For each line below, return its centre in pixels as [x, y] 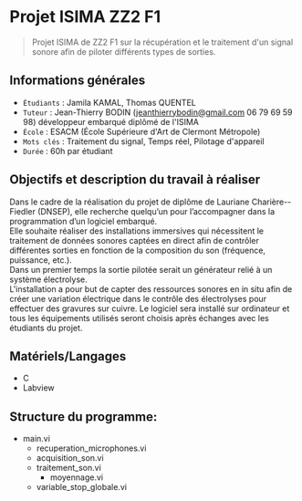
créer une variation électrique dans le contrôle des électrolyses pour [138, 298]
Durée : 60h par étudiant [68, 151]
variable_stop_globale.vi [82, 487]
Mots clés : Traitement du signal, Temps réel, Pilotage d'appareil [143, 141]
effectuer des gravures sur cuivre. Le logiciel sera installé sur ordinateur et [150, 308]
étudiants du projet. [46, 328]
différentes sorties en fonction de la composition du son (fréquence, [138, 250]
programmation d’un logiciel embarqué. [83, 221]
